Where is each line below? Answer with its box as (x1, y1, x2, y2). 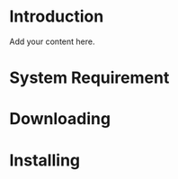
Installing (9, 150, 81, 170)
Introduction (9, 6, 104, 27)
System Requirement (9, 67, 170, 88)
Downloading (9, 109, 111, 130)
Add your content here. (9, 36, 95, 47)
